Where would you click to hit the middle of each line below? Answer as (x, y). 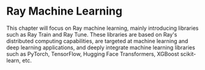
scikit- (188, 54)
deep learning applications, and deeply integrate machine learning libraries (101, 47)
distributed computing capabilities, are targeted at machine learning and (97, 41)
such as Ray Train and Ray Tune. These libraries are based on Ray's (92, 34)
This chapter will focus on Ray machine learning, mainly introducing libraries (102, 28)
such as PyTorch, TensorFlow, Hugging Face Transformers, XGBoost (93, 54)
